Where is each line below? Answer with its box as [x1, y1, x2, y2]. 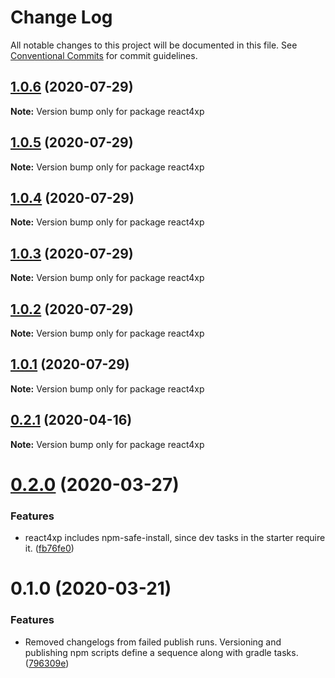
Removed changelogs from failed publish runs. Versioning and [24, 636, 282, 648]
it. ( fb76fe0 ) [24, 542, 75, 555]
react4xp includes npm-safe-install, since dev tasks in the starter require [24, 532, 326, 544]
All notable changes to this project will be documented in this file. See [10, 39, 298, 51]
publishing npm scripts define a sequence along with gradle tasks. [24, 646, 299, 658]
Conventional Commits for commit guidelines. [10, 49, 198, 61]
